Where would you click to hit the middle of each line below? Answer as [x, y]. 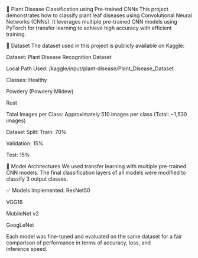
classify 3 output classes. [37, 179]
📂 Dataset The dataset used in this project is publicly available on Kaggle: [95, 45]
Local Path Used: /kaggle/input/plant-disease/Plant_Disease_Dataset [90, 68]
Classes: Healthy [27, 80]
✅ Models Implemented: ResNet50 [48, 190]
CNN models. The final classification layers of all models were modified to [96, 172]
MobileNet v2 [23, 213]
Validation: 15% [25, 143]
